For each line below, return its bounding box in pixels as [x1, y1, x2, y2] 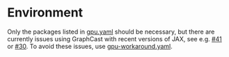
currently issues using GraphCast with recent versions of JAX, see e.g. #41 [7, 34, 223, 43]
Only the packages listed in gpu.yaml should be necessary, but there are [7, 27, 215, 36]
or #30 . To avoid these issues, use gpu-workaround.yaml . [7, 42, 173, 50]
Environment [7, 5, 84, 21]
